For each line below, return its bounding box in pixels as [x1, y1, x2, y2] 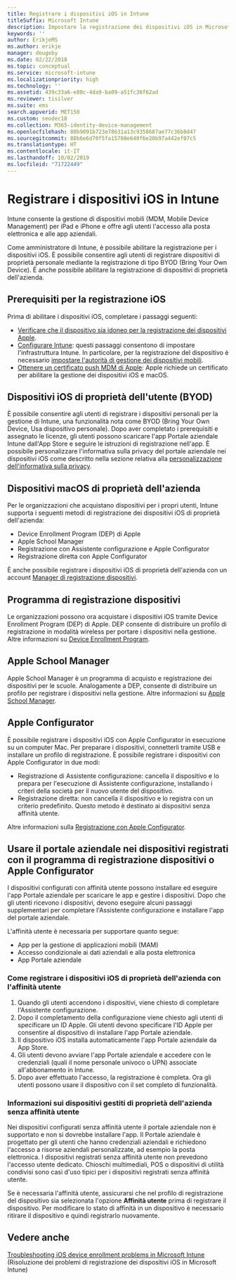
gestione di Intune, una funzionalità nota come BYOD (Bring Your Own [7, 417, 210, 426]
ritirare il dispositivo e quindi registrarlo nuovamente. [7, 1211, 160, 1219]
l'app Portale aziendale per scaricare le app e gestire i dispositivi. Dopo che [7, 891, 226, 900]
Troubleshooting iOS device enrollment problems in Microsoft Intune [7, 1250, 205, 1259]
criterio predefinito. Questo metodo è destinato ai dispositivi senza [17, 801, 211, 810]
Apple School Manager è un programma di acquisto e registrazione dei [7, 674, 212, 682]
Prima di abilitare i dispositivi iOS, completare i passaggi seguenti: [7, 312, 198, 320]
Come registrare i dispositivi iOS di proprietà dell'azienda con [7, 973, 221, 983]
